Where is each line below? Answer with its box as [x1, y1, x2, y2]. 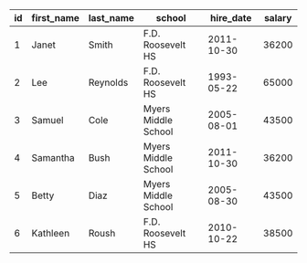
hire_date [209, 12, 252, 24]
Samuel [31, 114, 64, 126]
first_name [31, 12, 80, 24]
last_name [88, 12, 135, 24]
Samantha [31, 152, 75, 163]
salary [263, 12, 292, 24]
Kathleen [31, 227, 70, 239]
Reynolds [88, 77, 129, 89]
